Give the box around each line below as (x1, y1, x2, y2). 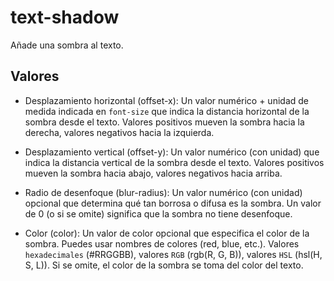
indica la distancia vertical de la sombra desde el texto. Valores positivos (24, 156, 325, 168)
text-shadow (10, 6, 120, 29)
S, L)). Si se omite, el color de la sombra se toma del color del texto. (24, 259, 304, 271)
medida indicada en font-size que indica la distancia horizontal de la (24, 105, 310, 117)
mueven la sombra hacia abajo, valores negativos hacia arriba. (24, 167, 283, 179)
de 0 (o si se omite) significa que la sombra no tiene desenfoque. (24, 207, 293, 220)
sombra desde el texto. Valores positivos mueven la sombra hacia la (24, 116, 305, 128)
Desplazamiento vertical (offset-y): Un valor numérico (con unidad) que (24, 146, 320, 158)
